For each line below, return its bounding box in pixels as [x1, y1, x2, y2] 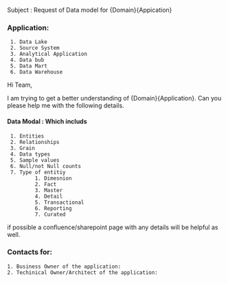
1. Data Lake [10, 39, 48, 45]
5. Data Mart [10, 63, 48, 70]
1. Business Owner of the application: [7, 263, 122, 270]
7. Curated [34, 211, 67, 218]
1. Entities [10, 132, 45, 140]
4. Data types [10, 151, 51, 158]
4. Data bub [10, 56, 45, 64]
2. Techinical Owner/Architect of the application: [7, 269, 158, 276]
